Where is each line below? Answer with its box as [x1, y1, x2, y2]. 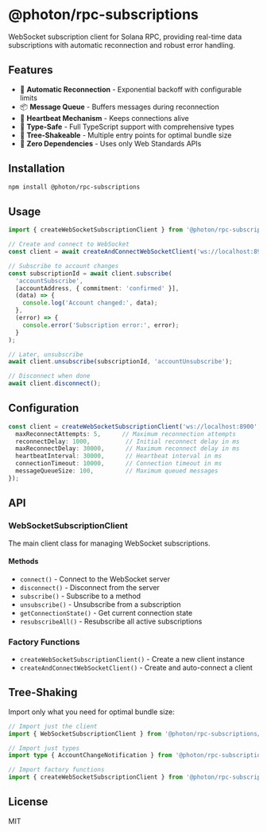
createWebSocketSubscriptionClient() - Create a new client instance [19, 655, 245, 663]
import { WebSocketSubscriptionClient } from [8, 729, 161, 737]
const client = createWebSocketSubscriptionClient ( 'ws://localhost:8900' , [8, 422, 261, 430]
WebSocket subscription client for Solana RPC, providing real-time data [8, 32, 242, 41]
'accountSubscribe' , [15, 277, 83, 285]
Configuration [8, 402, 79, 415]
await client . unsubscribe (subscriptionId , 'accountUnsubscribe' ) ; [8, 358, 233, 366]
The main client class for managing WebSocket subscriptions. [8, 538, 211, 548]
